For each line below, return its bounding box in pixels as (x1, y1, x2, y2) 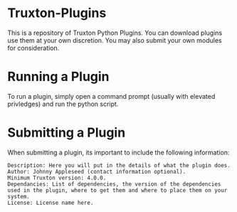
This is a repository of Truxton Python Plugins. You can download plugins (7, 28, 223, 37)
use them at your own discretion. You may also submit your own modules (7, 36, 222, 44)
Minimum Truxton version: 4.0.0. (7, 174, 107, 181)
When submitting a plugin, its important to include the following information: (7, 148, 230, 157)
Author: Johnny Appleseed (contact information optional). (7, 168, 186, 175)
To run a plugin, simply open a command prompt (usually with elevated (7, 92, 216, 100)
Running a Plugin (7, 69, 110, 85)
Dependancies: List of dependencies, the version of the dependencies (7, 180, 221, 188)
